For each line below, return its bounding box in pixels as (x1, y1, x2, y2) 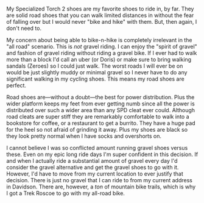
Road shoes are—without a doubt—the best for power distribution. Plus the (6, 94, 195, 101)
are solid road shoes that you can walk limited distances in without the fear (6, 12, 194, 19)
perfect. (6, 82, 26, 89)
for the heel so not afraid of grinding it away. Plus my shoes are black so (6, 126, 188, 133)
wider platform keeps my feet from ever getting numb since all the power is (6, 100, 195, 107)
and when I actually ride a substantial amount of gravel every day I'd (6, 157, 178, 164)
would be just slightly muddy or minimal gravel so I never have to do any (6, 69, 188, 76)
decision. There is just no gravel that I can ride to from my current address (6, 177, 193, 183)
